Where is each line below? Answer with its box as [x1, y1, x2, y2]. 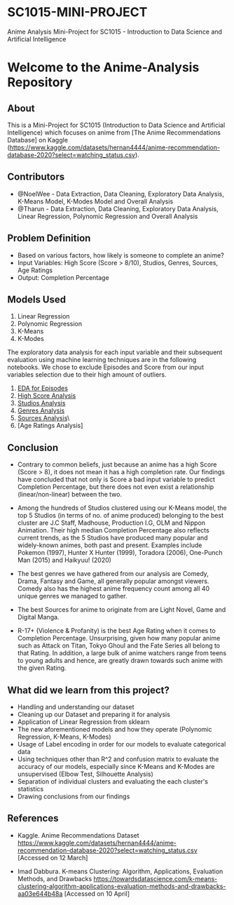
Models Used [7, 293, 67, 305]
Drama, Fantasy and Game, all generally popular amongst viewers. [17, 577, 209, 586]
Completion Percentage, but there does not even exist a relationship [17, 483, 214, 491]
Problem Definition [7, 232, 91, 244]
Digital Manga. [17, 613, 60, 622]
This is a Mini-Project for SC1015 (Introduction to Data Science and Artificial [7, 121, 226, 129]
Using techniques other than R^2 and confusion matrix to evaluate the [17, 755, 219, 763]
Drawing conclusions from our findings [17, 792, 130, 800]
